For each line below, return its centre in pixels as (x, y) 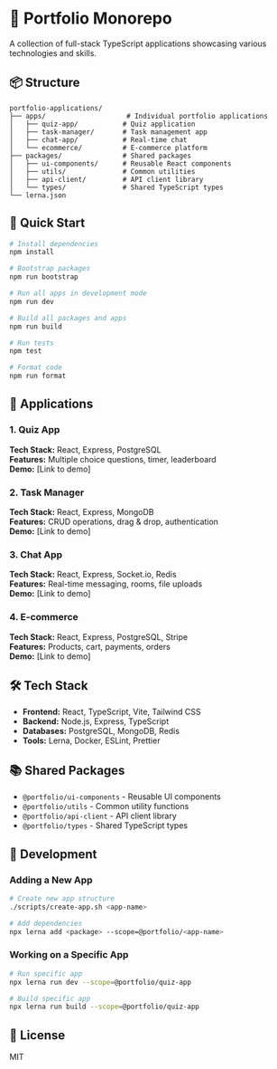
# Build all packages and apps (68, 318)
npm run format (38, 376)
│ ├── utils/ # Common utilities (102, 171)
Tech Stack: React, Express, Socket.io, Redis (93, 575)
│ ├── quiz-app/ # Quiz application (102, 124)
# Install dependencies (54, 243)
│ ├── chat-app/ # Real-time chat (98, 139)
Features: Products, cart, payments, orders (90, 646)
